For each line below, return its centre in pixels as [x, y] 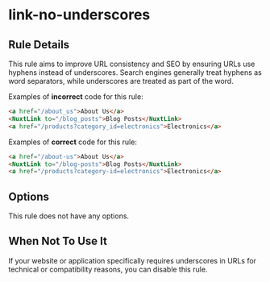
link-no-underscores [79, 15]
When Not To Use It [58, 241]
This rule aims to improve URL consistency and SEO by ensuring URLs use [132, 64]
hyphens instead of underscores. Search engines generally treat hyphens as [135, 73]
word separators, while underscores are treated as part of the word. [121, 81]
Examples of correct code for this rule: [73, 142]
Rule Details [39, 45]
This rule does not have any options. [69, 216]
